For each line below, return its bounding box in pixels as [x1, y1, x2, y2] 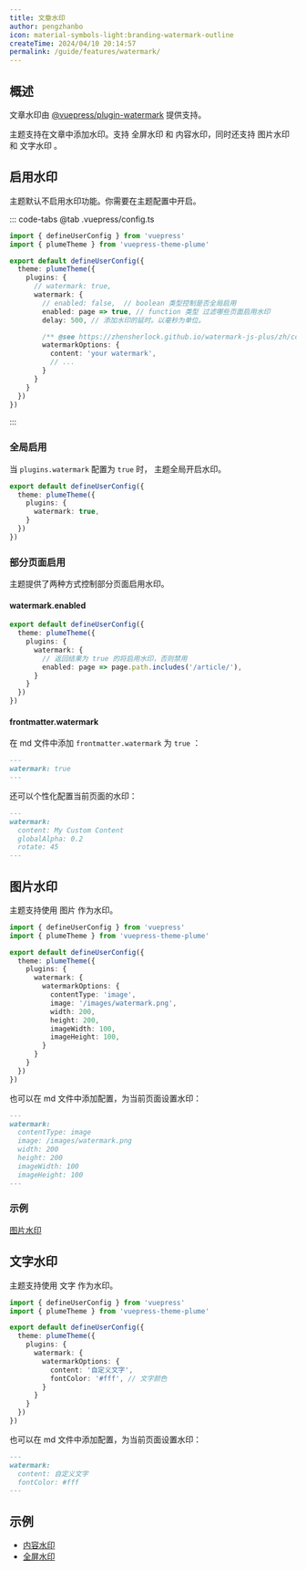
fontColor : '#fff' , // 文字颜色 [49, 1374, 168, 1383]
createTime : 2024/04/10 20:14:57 [9, 38, 137, 48]
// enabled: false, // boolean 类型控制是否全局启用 [42, 298, 237, 308]
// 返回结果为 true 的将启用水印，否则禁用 [42, 654, 188, 663]
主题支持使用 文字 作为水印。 [9, 1280, 118, 1291]
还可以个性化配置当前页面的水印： [9, 790, 138, 801]
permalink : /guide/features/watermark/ [9, 47, 161, 57]
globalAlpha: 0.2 [17, 834, 84, 843]
